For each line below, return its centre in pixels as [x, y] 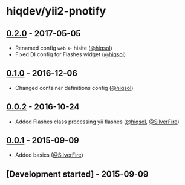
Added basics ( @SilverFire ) [49, 155]
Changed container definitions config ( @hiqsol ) [74, 88]
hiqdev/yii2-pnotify [56, 11]
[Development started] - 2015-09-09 [77, 174]
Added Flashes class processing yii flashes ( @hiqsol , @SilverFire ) [97, 122]
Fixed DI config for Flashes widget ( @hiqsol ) [70, 54]
